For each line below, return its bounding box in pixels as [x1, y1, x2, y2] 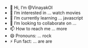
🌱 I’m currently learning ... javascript [9, 15, 83, 21]
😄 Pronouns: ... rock [9, 33, 52, 39]
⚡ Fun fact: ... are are [9, 38, 53, 44]
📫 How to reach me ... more [9, 26, 67, 31]
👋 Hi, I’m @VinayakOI [9, 5, 53, 10]
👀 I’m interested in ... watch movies [9, 10, 81, 16]
